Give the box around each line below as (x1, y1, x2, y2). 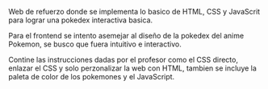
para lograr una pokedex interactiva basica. (8, 15, 153, 25)
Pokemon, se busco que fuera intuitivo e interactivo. (8, 39, 182, 49)
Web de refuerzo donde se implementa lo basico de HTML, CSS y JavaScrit (8, 7, 261, 16)
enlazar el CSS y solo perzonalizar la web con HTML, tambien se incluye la (8, 63, 257, 73)
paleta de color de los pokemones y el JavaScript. (8, 72, 175, 81)
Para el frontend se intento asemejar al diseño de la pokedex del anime (8, 31, 245, 40)
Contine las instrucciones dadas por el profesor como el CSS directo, (8, 55, 238, 64)
